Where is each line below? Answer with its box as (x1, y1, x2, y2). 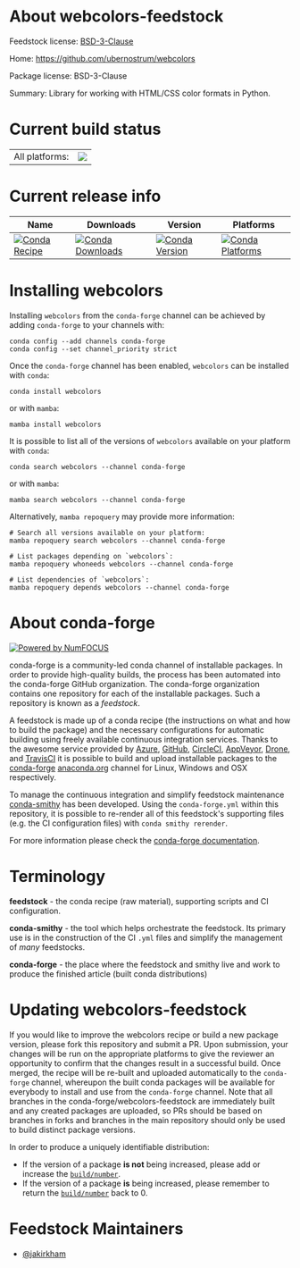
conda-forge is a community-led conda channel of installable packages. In (9, 659, 283, 670)
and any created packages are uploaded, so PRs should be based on (9, 1105, 262, 1116)
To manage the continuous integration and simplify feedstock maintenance (9, 789, 285, 800)
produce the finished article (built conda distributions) (9, 968, 208, 979)
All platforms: (13, 150, 70, 163)
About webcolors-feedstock (9, 6, 224, 27)
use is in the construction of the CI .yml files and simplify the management (9, 932, 283, 943)
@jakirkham (21, 1248, 67, 1259)
